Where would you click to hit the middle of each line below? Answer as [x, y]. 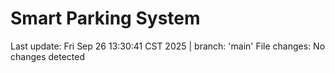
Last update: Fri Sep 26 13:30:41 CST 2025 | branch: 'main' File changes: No [168, 46]
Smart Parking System [105, 18]
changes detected [47, 56]
